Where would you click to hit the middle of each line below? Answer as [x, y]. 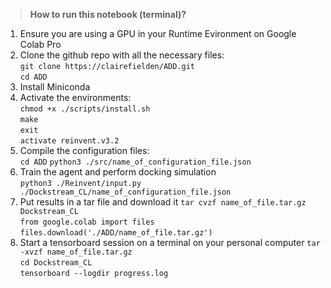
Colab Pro [40, 44]
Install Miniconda [55, 87]
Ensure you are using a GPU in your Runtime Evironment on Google [158, 33]
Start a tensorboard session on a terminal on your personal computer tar [170, 242]
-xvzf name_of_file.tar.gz [76, 252]
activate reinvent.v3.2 [69, 141]
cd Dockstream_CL [56, 263]
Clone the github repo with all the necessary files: [122, 55]
